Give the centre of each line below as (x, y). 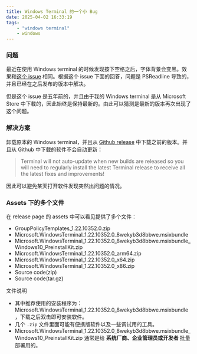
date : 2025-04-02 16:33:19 (39, 17)
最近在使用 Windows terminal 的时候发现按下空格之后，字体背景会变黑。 (94, 69)
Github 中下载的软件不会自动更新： (60, 149)
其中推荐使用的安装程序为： (48, 303)
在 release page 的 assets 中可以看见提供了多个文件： (71, 217)
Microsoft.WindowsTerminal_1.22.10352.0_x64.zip (75, 260)
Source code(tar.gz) (39, 278)
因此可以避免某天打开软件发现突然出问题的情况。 (65, 186)
